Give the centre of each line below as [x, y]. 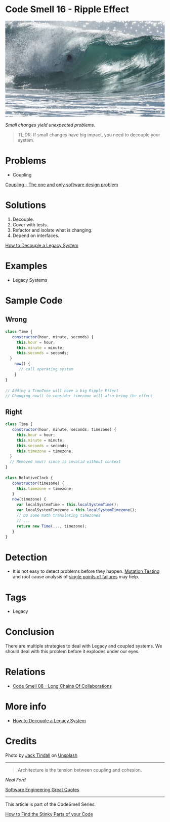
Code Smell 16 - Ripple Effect [67, 9]
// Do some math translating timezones [58, 516]
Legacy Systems [30, 280]
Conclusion [30, 632]
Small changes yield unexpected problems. [50, 125]
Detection [26, 557]
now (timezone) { [29, 500]
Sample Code [34, 301]
